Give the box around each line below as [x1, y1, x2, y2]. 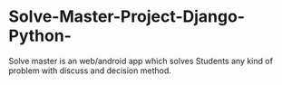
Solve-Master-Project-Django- [8, 6, 246, 27]
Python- [8, 25, 72, 46]
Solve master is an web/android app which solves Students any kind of [8, 55, 274, 66]
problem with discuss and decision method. [8, 65, 171, 76]
